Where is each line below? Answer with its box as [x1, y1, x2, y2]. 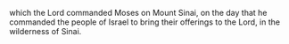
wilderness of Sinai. [9, 26, 82, 36]
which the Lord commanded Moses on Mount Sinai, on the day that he [9, 8, 268, 18]
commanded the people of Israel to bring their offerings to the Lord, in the [9, 17, 281, 27]
